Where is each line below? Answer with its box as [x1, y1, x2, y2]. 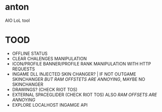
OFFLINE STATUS [12, 50, 48, 56]
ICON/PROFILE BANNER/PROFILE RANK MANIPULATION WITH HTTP [12, 61, 151, 66]
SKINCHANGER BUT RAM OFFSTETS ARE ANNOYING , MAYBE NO [12, 76, 145, 82]
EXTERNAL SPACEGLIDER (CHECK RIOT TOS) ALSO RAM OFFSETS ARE [12, 92, 157, 97]
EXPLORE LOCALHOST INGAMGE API [12, 102, 88, 108]
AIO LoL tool [5, 17, 30, 23]
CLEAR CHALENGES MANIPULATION [12, 55, 87, 62]
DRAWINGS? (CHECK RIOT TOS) [12, 86, 78, 92]
